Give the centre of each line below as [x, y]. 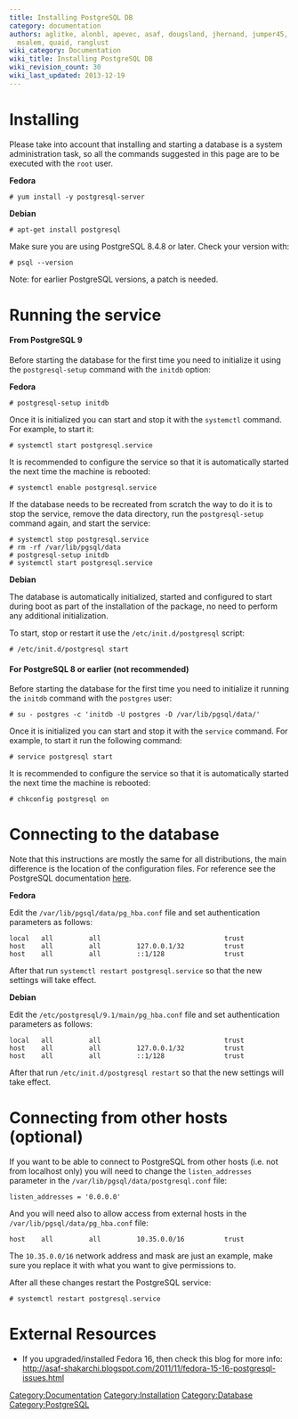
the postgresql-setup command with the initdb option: [110, 370]
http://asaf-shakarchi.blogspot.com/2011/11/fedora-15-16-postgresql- [149, 1368]
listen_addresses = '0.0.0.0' [65, 1197]
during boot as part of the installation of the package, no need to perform [144, 606]
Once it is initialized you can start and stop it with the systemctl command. [145, 420]
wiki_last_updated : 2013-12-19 [67, 76]
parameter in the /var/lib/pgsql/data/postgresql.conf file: [118, 1181]
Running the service [85, 315]
